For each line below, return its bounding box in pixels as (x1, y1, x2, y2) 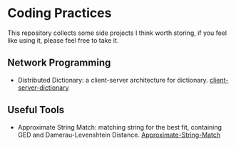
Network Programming (7, 57, 111, 69)
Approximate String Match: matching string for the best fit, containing (17, 122, 222, 131)
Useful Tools (7, 104, 65, 116)
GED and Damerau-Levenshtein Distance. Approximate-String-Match (17, 130, 221, 139)
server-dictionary (17, 83, 69, 92)
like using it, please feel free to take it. (7, 36, 119, 44)
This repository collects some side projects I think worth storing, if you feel (7, 28, 227, 37)
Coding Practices (7, 5, 112, 21)
